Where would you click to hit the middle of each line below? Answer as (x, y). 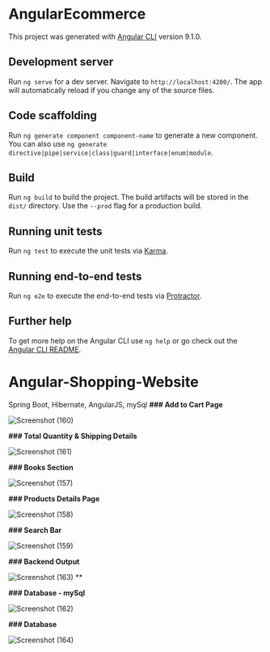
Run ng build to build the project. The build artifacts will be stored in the (129, 197)
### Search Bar (35, 530)
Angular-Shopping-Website (104, 382)
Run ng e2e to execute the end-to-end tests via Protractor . (105, 296)
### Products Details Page (54, 498)
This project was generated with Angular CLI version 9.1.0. (105, 36)
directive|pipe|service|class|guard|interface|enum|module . (111, 152)
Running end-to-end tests (75, 276)
